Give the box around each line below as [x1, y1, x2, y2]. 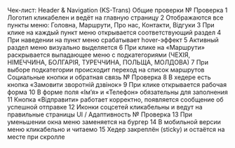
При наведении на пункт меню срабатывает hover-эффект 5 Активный [7, 36, 219, 44]
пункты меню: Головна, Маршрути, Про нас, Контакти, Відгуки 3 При [7, 21, 215, 29]
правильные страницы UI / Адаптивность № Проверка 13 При [7, 110, 193, 119]
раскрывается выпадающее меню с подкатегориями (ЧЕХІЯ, [7, 51, 191, 59]
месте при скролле [7, 133, 65, 141]
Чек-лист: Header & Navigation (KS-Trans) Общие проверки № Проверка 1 [7, 6, 228, 14]
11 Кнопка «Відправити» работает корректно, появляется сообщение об [7, 95, 224, 104]
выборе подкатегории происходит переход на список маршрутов [7, 66, 205, 74]
